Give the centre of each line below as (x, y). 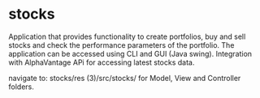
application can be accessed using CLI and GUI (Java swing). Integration (130, 53)
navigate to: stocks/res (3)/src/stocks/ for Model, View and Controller (125, 78)
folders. (21, 87)
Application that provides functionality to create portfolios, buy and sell (127, 36)
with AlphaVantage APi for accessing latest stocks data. (102, 62)
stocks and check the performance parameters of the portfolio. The (121, 45)
